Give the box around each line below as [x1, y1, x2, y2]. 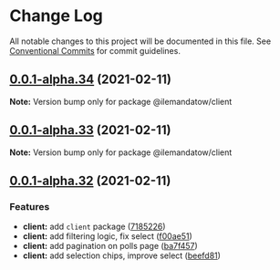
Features [9, 200, 50, 213]
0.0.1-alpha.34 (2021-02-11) [9, 72, 171, 88]
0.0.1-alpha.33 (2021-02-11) [9, 122, 171, 138]
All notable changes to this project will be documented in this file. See [9, 36, 272, 47]
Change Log [9, 5, 103, 26]
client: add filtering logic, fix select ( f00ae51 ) [22, 231, 193, 242]
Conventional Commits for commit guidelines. [9, 45, 181, 56]
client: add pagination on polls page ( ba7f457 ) [22, 241, 198, 252]
